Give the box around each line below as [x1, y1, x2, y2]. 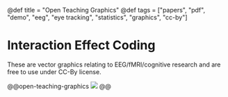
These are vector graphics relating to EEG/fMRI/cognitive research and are [7, 60, 221, 69]
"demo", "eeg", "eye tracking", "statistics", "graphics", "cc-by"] [7, 13, 188, 21]
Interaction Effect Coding [7, 37, 156, 53]
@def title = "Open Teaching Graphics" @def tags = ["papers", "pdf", [7, 6, 206, 14]
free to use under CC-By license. [7, 67, 102, 76]
